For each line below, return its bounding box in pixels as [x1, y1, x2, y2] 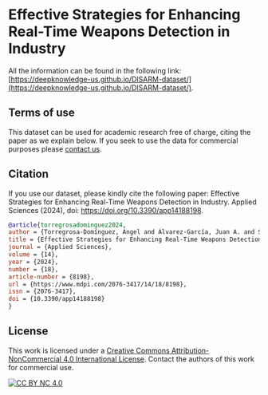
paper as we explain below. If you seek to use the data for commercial [8, 136, 238, 145]
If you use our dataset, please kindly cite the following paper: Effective [8, 188, 240, 198]
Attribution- [171, 346, 210, 355]
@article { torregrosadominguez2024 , [8, 221, 127, 229]
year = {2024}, [8, 258, 59, 266]
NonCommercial [8, 354, 62, 364]
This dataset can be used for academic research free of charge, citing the [8, 127, 251, 136]
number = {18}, [8, 265, 59, 273]
